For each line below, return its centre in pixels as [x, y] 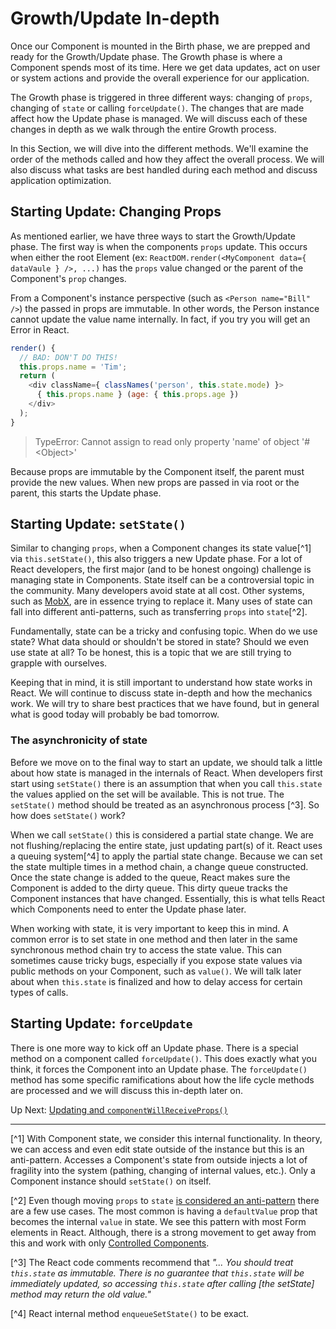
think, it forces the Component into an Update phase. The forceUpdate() [159, 1069]
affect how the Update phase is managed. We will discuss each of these [159, 118]
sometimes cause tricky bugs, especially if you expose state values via [156, 960]
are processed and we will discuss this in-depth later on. [127, 1090]
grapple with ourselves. [59, 663]
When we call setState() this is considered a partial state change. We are [162, 834]
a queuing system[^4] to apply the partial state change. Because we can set [166, 856]
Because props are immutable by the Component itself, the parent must [157, 471]
